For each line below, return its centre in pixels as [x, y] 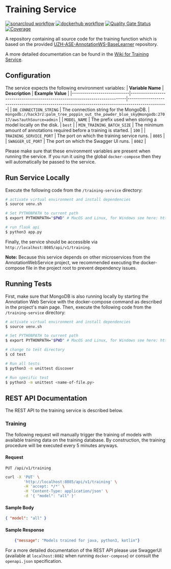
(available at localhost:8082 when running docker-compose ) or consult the [82, 556]
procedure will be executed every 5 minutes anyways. [62, 446]
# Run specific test [27, 378]
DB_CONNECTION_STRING [35, 110]
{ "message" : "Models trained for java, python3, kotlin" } [77, 541]
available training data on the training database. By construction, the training [85, 440]
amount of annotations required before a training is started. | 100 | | [76, 130]
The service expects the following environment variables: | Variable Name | [84, 88]
